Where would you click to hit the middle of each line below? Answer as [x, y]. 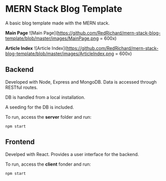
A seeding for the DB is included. [40, 107]
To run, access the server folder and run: [48, 117]
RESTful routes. [22, 87]
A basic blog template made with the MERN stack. [58, 23]
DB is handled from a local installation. [45, 97]
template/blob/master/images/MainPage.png [52, 38]
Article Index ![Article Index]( [36, 48]
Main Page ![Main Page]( [31, 33]
